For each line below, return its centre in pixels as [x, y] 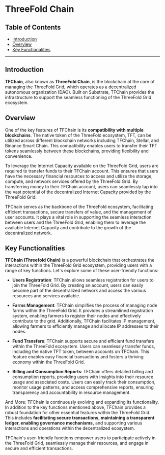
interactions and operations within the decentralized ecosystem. [70, 428]
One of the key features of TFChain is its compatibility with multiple [74, 130]
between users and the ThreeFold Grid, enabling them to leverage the [76, 222]
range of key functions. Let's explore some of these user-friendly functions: [82, 271]
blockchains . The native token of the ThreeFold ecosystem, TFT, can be [78, 135]
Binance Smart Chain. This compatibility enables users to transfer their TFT [81, 145]
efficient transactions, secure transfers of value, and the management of [79, 212]
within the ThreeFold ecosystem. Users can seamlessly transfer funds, [84, 347]
